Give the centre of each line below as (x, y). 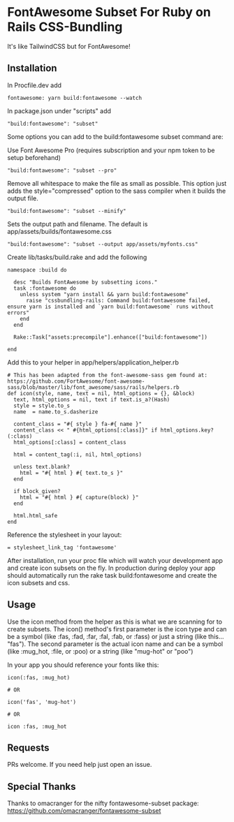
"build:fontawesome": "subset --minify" (67, 211)
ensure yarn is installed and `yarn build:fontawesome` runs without (111, 307)
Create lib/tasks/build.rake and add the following (77, 257)
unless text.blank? (42, 467)
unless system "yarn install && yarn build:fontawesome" (104, 294)
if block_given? (37, 491)
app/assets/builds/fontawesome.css (59, 231)
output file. (23, 198)
